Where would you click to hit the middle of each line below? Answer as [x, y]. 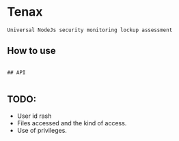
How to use [31, 51]
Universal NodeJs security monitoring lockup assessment [90, 30]
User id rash [34, 116]
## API [16, 72]
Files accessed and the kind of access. [72, 123]
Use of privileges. [42, 130]
